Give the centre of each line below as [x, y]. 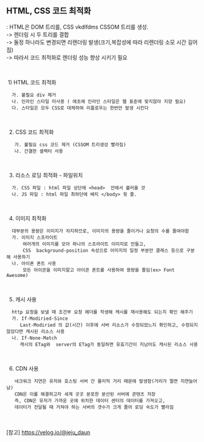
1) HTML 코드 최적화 [32, 82]
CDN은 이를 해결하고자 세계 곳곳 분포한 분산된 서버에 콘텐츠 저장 [85, 394]
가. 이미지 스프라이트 [35, 237]
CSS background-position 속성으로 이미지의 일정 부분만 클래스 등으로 [103, 250]
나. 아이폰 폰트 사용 [34, 263]
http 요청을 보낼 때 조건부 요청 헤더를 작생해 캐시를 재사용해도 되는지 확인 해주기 [102, 312]
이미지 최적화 [31, 218]
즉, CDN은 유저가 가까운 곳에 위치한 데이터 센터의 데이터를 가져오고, [90, 400]
